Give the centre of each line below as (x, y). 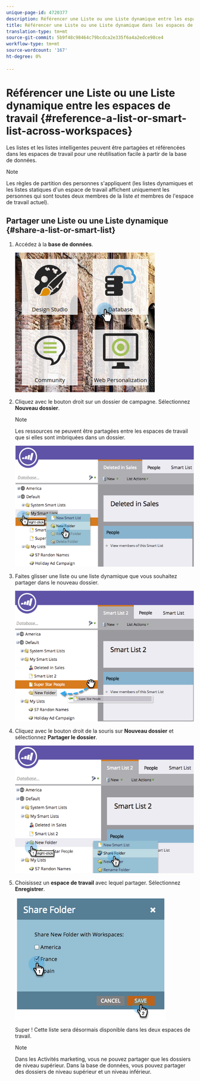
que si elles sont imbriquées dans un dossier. (70, 438)
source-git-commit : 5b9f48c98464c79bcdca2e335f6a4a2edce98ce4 (85, 38)
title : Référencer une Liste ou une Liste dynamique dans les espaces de (100, 25)
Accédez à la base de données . (54, 245)
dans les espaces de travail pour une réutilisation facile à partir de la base (96, 154)
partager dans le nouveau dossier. (57, 582)
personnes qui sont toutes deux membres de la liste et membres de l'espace (100, 196)
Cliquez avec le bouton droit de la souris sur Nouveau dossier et (94, 731)
